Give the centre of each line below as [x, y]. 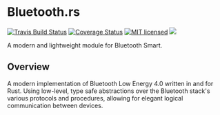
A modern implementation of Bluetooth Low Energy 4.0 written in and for [110, 83]
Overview [29, 67]
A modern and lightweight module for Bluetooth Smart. [85, 45]
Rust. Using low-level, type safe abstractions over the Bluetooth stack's [109, 91]
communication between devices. [55, 105]
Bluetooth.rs [44, 12]
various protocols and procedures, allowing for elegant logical [95, 98]
